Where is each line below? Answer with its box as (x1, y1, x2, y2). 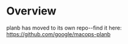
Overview (6, 4, 57, 18)
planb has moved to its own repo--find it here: (6, 24, 122, 31)
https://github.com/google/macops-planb (6, 30, 111, 37)
